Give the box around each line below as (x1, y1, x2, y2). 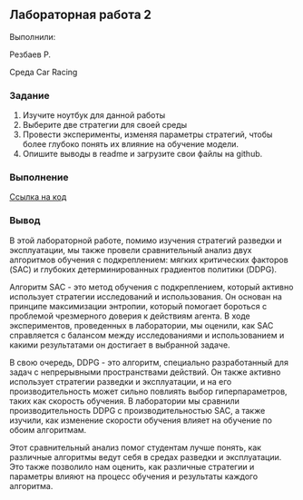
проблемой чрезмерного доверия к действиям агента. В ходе (9, 310, 251, 321)
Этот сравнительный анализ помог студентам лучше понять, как (9, 442, 261, 453)
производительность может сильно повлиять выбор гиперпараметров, (9, 386, 288, 397)
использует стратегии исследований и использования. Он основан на (9, 290, 283, 302)
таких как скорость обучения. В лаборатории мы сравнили (9, 395, 240, 407)
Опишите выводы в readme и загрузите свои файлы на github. (22, 149, 263, 160)
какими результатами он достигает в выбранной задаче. (9, 339, 230, 350)
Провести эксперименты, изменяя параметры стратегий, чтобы (22, 129, 273, 140)
